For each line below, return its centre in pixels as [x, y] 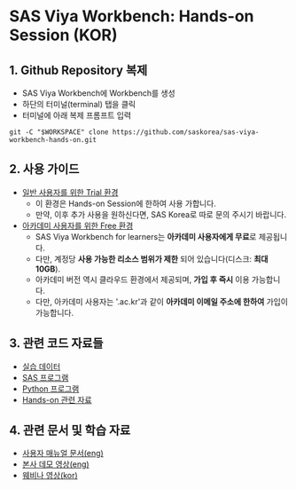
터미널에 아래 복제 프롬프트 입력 [76, 115]
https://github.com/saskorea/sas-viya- [186, 132]
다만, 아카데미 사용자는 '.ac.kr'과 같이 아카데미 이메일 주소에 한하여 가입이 [161, 301]
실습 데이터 [41, 367]
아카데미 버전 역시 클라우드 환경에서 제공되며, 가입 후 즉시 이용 [142, 279]
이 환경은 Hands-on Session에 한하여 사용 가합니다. [126, 203]
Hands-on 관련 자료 [57, 399]
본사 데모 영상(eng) [56, 464]
